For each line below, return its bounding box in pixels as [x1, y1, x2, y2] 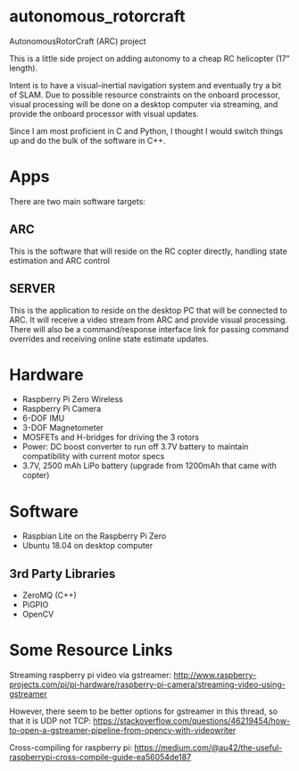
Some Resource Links [9, 641, 173, 660]
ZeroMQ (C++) [21, 590, 78, 600]
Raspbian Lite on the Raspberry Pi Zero [21, 531, 167, 541]
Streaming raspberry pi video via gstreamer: [9, 670, 172, 681]
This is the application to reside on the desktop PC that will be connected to [9, 305, 287, 315]
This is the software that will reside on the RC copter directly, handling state [9, 246, 287, 256]
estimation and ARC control [9, 255, 110, 265]
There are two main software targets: [9, 196, 145, 206]
